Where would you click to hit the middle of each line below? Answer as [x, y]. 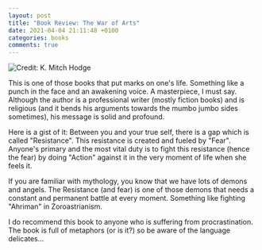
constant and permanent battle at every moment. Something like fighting [127, 198]
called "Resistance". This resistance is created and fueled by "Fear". [119, 140]
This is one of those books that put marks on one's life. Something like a [126, 83]
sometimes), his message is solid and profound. [87, 117]
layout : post [30, 15]
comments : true [33, 45]
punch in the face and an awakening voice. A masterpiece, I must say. [123, 91]
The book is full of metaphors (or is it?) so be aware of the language [119, 230]
